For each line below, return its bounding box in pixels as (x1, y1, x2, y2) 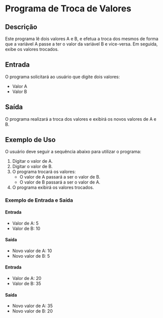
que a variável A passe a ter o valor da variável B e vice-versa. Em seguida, (5, 41, 158, 47)
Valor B (12, 89, 27, 94)
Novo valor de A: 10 (12, 248, 52, 254)
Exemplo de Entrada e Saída (5, 197, 73, 204)
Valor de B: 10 (12, 226, 40, 231)
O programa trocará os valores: (12, 169, 76, 175)
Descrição (5, 23, 37, 31)
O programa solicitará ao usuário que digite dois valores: (5, 74, 120, 80)
